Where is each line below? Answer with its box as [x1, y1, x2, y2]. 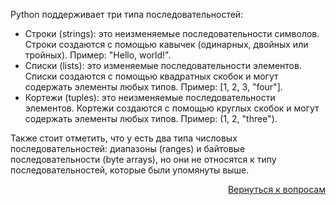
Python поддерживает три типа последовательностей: [10, 9, 244, 20]
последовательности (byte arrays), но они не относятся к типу [10, 154, 277, 165]
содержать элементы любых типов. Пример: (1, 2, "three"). [24, 113, 278, 124]
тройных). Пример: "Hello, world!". [24, 49, 172, 61]
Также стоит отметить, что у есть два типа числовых [10, 132, 238, 144]
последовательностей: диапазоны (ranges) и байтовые [10, 143, 246, 154]
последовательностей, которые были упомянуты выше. [10, 164, 250, 176]
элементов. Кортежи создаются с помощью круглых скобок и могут [24, 102, 320, 114]
